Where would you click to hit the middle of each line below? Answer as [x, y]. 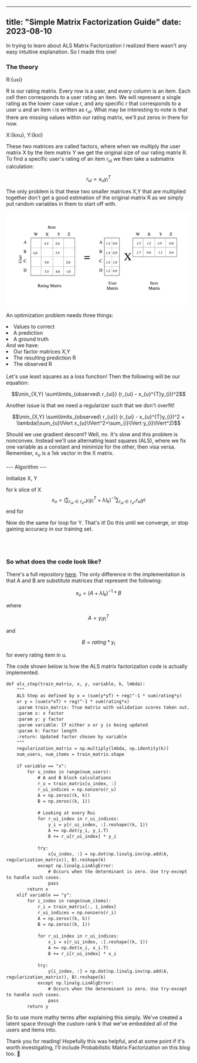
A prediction [28, 333]
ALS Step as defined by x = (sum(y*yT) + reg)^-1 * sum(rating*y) [99, 695]
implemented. [23, 673]
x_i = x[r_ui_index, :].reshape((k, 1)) [98, 942]
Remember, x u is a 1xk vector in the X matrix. [60, 454]
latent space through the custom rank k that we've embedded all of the [92, 1023]
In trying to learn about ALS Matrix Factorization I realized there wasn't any [96, 45]
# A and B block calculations [74, 777]
